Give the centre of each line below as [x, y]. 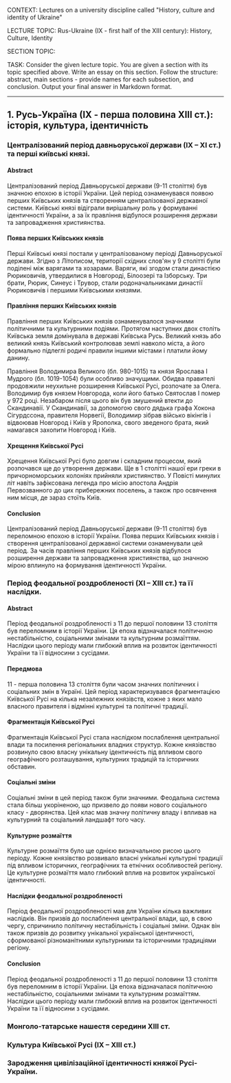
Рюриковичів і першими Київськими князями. [75, 290]
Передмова [25, 669]
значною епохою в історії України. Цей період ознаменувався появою [111, 193]
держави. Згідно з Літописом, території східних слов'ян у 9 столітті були [114, 261]
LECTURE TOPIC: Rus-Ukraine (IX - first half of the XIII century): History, [110, 31]
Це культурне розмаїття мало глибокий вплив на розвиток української [111, 873]
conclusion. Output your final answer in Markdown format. [90, 87]
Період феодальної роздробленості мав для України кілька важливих [109, 911]
